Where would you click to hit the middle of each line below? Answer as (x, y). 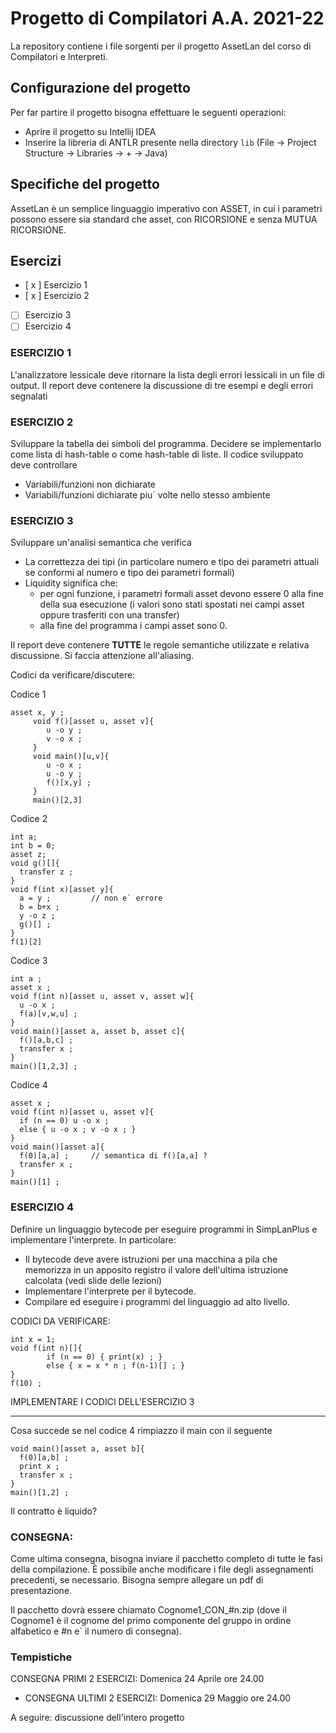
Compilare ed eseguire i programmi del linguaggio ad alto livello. (157, 1301)
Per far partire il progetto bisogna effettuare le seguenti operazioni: (148, 112)
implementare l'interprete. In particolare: (93, 1239)
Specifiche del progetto (85, 184)
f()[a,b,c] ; (46, 1040)
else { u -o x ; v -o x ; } (78, 1130)
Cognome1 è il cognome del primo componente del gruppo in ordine (151, 1620)
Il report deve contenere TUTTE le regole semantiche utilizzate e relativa (160, 645)
